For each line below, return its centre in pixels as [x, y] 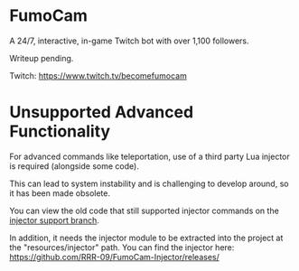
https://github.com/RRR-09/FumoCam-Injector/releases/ [114, 257]
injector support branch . [54, 220]
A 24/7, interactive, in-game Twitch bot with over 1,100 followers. [129, 41]
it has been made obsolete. [60, 193]
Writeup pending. [42, 58]
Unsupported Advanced [102, 112]
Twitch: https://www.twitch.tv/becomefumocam [98, 75]
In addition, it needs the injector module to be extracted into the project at [146, 238]
